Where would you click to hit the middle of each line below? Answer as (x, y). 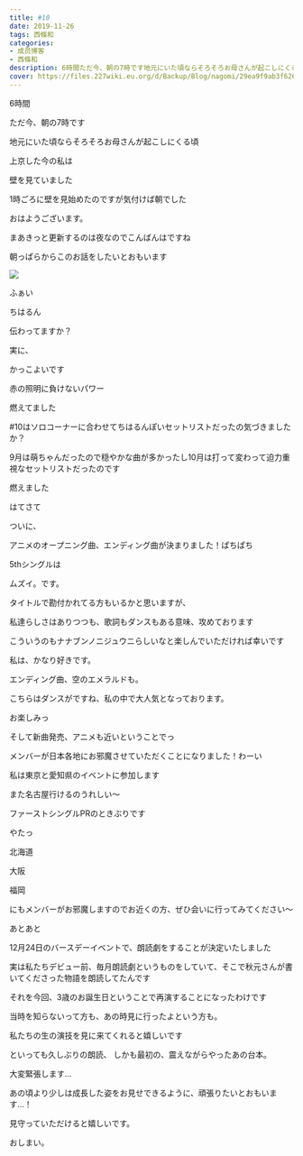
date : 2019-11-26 (42, 26)
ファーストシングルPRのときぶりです (78, 813)
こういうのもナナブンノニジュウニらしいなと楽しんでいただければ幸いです (147, 640)
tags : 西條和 (32, 34)
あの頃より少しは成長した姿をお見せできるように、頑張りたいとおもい (139, 1093)
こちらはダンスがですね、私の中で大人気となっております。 (119, 698)
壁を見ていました (41, 179)
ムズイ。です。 (37, 583)
